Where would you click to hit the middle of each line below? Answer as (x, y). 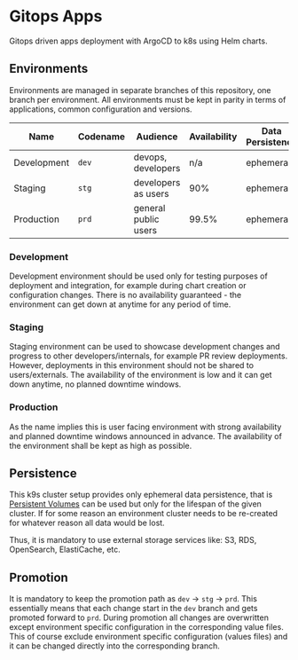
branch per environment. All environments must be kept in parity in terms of (148, 99)
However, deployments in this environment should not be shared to (132, 365)
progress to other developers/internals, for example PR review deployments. (149, 356)
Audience (157, 137)
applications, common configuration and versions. (101, 109)
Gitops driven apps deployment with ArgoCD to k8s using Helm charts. (138, 41)
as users (151, 193)
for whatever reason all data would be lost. (87, 523)
